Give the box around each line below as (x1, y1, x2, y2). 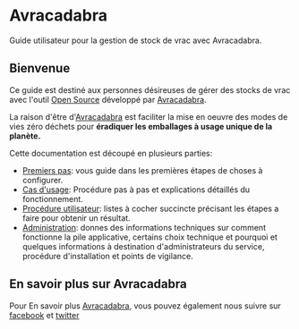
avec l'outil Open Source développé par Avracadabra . (9, 94, 208, 105)
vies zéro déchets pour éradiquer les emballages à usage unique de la (9, 121, 273, 131)
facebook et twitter (9, 309, 80, 320)
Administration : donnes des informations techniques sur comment (21, 222, 267, 232)
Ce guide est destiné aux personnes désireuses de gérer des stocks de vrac (9, 84, 291, 95)
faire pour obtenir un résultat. (21, 212, 132, 224)
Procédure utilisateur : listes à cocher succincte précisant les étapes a (21, 203, 279, 214)
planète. (9, 131, 41, 141)
